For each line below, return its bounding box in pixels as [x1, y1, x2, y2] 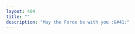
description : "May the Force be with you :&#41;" [6, 19, 130, 25]
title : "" [6, 14, 31, 20]
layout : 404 [6, 8, 35, 14]
